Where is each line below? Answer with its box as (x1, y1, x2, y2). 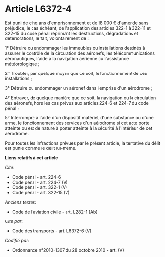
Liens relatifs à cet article (5, 154, 58, 161)
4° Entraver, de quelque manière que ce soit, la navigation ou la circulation (5, 95, 156, 101)
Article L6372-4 (5, 3, 72, 15)
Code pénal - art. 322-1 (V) (12, 184, 67, 190)
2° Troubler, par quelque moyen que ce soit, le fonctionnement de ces (5, 70, 147, 76)
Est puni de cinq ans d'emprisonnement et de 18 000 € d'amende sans (5, 20, 149, 26)
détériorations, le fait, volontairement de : (5, 36, 89, 41)
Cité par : (5, 218, 23, 224)
